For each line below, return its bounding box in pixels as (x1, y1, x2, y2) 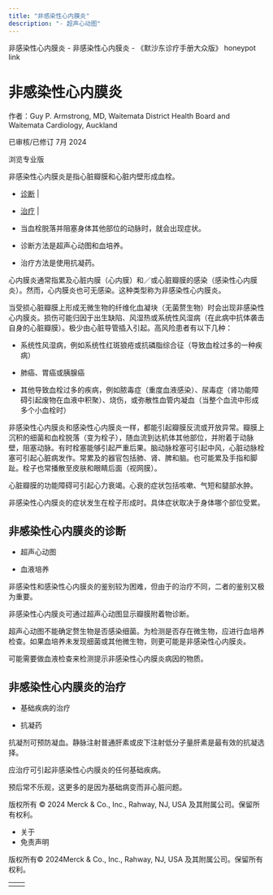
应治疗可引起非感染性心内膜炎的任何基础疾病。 (8, 765, 165, 775)
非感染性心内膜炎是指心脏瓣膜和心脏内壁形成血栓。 (8, 172, 180, 181)
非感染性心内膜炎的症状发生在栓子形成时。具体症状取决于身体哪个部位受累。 (8, 497, 265, 508)
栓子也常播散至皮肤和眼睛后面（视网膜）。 (22, 463, 162, 473)
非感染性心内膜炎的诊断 (8, 524, 126, 537)
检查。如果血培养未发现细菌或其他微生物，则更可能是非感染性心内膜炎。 (8, 636, 250, 646)
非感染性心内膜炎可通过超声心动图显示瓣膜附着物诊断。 (8, 609, 193, 619)
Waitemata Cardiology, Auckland (8, 120, 118, 130)
